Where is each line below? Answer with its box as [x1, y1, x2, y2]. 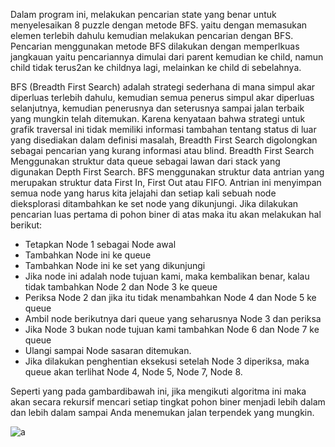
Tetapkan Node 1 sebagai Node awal [24, 239, 177, 250]
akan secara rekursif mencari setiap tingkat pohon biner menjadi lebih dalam [10, 396, 326, 408]
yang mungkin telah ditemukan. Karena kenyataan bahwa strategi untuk [10, 113, 306, 124]
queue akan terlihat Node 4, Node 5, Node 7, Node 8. [24, 366, 243, 378]
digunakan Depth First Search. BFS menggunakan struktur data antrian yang [10, 166, 325, 178]
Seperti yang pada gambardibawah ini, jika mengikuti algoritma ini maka [10, 385, 307, 397]
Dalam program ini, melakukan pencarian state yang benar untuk [10, 9, 277, 20]
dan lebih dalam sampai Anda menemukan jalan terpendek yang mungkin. [10, 407, 315, 418]
